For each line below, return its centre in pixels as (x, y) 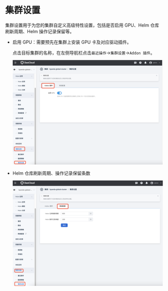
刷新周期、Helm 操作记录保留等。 (40, 31)
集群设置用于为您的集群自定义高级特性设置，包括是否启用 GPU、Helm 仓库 (82, 25)
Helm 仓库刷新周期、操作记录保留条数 (51, 173)
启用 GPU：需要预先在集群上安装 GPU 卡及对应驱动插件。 (72, 42)
